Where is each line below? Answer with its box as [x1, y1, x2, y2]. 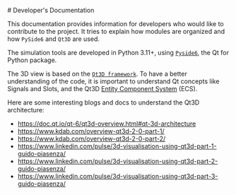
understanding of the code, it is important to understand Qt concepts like [7, 77, 220, 85]
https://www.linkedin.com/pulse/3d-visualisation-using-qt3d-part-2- [17, 157, 218, 165]
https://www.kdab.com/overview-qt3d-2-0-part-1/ [17, 127, 165, 135]
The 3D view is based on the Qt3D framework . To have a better [7, 70, 187, 78]
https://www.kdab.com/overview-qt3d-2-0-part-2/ [17, 134, 166, 143]
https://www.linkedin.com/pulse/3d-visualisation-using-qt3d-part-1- [17, 142, 217, 150]
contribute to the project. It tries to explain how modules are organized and [7, 28, 225, 35]
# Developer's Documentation [7, 6, 95, 14]
